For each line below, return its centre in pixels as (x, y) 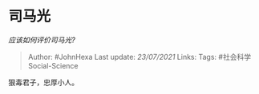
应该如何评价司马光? (42, 40)
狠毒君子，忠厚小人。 (43, 82)
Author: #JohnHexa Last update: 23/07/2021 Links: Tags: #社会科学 (139, 57)
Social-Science (53, 65)
